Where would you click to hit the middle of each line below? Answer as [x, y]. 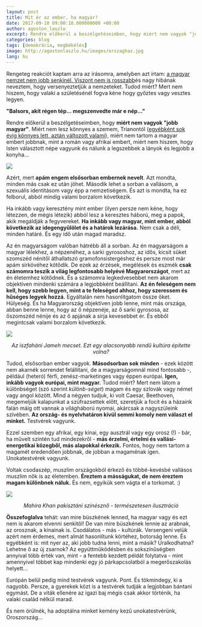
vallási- [167, 439]
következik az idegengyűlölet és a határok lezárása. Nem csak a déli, [94, 227]
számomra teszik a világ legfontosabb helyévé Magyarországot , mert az [98, 271]
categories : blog [28, 40]
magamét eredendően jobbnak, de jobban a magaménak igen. [83, 451]
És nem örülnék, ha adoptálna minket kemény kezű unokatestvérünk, [91, 611]
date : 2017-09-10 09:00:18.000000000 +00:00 [63, 23]
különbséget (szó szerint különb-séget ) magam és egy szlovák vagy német [99, 389]
